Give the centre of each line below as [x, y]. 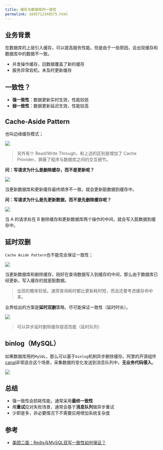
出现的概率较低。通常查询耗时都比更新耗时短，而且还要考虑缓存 [81, 291]
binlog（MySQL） [33, 343]
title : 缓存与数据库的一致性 [31, 10]
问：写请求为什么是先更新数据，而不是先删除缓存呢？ [58, 199]
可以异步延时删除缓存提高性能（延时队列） [59, 327]
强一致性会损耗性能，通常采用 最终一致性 [52, 401]
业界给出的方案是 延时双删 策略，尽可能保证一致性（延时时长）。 [68, 307]
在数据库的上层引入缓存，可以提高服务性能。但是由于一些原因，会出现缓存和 [81, 48]
